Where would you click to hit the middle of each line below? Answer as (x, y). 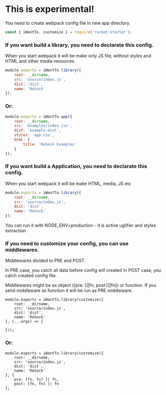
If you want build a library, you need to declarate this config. (79, 45)
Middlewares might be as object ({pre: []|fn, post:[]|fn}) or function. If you (81, 285)
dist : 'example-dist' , (38, 131)
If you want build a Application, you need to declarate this (76, 167)
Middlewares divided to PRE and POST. (45, 261)
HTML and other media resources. (40, 61)
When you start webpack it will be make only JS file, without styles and (78, 56)
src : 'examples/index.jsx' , (43, 126)
